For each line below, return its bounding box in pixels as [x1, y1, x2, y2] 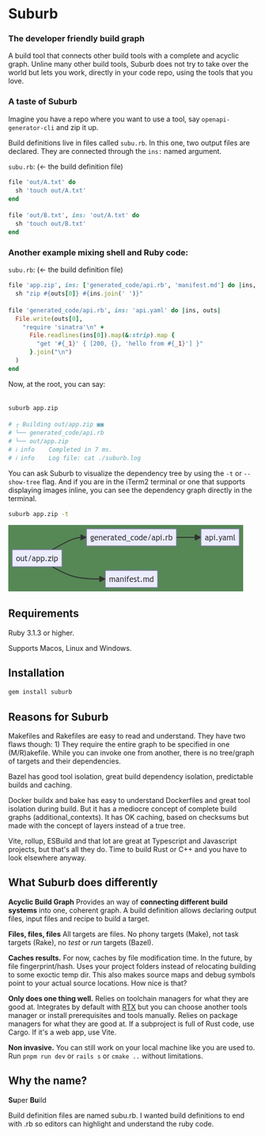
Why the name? [8, 1074, 88, 1088]
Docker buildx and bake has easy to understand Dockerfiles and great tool [8, 796, 251, 805]
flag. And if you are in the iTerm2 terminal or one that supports [42, 476, 246, 486]
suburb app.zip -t [8, 510, 69, 518]
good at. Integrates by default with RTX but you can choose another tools [8, 1002, 248, 1012]
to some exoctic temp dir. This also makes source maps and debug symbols [8, 970, 256, 979]
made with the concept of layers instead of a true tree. [8, 821, 186, 831]
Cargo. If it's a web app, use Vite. [8, 1027, 117, 1037]
